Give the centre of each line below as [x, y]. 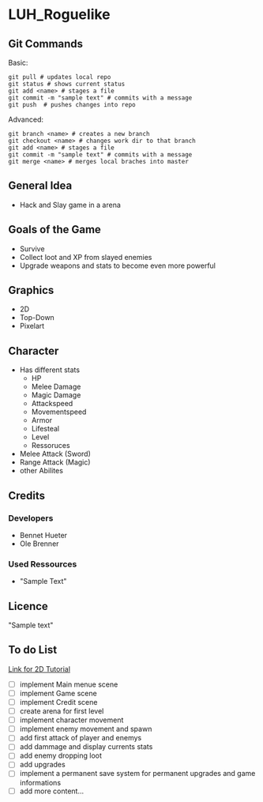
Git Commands [46, 44]
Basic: [18, 62]
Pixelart [32, 326]
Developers [31, 518]
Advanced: [26, 119]
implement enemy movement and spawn [86, 729]
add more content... [52, 791]
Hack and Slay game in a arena [70, 205]
